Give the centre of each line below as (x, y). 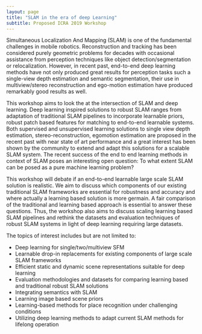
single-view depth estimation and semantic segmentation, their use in (93, 79)
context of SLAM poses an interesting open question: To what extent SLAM (99, 161)
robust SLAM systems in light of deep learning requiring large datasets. (95, 224)
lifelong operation (37, 324)
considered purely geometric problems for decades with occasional (90, 53)
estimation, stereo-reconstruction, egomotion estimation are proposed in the (101, 135)
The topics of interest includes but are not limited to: (71, 236)
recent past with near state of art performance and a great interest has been (101, 142)
